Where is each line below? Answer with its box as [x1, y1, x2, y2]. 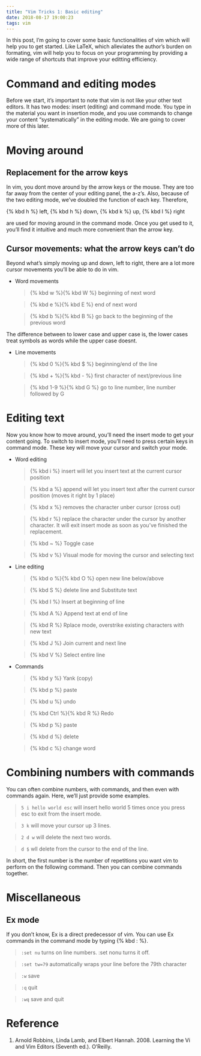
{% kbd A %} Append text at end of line [29, 610, 128, 617]
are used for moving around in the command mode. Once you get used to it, [6, 219, 194, 227]
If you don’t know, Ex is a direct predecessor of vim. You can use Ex [6, 931, 174, 938]
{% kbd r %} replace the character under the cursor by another [29, 515, 186, 523]
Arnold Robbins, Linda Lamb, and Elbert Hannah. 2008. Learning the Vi [14, 1036, 191, 1043]
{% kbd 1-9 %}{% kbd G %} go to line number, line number [29, 384, 176, 391]
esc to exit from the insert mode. [20, 810, 102, 817]
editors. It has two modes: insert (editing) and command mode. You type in [6, 103, 191, 110]
